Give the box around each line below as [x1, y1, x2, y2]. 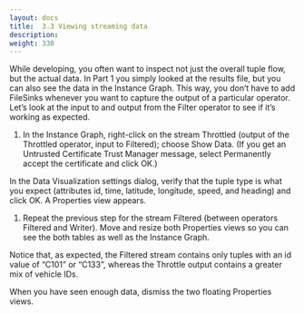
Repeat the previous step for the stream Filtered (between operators [22, 212, 279, 223]
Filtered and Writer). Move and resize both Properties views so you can [22, 222, 289, 233]
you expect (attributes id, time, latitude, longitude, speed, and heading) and [9, 185, 291, 196]
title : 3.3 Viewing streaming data [9, 22, 148, 31]
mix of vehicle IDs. [9, 269, 79, 280]
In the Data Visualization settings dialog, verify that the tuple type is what [9, 176, 283, 187]
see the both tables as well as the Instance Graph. [22, 232, 211, 243]
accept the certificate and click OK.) [22, 158, 158, 169]
